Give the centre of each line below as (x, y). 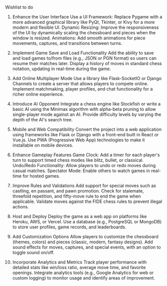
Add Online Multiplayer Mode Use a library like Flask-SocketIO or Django (87, 78)
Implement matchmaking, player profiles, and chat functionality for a (83, 89)
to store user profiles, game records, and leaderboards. (69, 227)
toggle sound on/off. (33, 252)
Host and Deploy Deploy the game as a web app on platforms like (80, 216)
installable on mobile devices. (43, 145)
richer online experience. (38, 94)
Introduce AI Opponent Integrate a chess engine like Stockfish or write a (86, 104)
